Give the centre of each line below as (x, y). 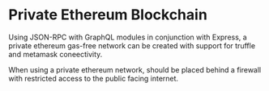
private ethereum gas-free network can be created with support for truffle (132, 45)
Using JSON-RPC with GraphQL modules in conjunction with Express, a (128, 37)
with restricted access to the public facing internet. (94, 78)
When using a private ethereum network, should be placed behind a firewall (135, 69)
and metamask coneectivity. (56, 54)
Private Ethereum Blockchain (108, 15)
